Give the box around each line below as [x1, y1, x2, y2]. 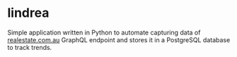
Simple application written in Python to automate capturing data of [7, 28, 201, 37]
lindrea [7, 5, 50, 21]
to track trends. [7, 43, 52, 51]
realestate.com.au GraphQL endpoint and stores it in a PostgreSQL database [7, 35, 231, 44]
